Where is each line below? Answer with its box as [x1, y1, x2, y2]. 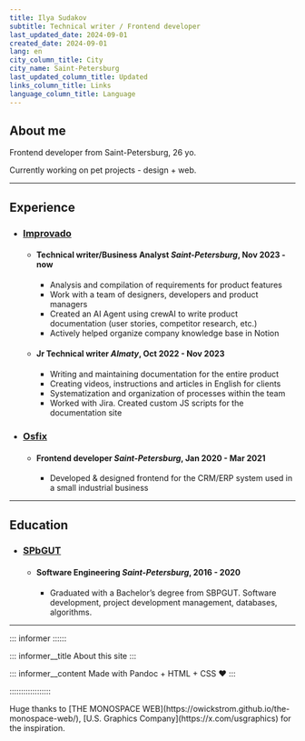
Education [9, 517, 69, 533]
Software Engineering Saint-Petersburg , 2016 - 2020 [35, 567, 241, 578]
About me [9, 123, 66, 138]
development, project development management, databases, [49, 596, 278, 607]
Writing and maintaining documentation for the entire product [49, 369, 280, 380]
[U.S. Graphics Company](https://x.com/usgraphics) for [83, 713, 292, 724]
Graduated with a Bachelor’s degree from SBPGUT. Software [49, 587, 277, 598]
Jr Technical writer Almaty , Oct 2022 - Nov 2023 [35, 348, 225, 359]
